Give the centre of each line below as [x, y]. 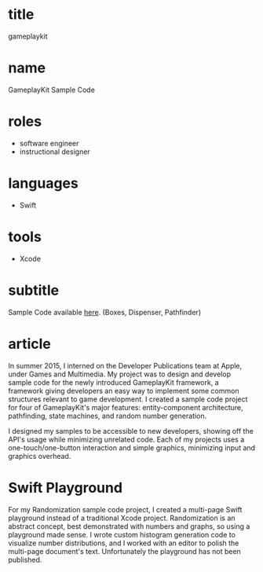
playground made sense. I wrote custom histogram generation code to [122, 534]
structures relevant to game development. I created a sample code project [128, 399]
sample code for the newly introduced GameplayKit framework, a [113, 382]
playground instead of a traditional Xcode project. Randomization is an [122, 518]
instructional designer [55, 152]
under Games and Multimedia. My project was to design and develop [120, 374]
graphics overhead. [40, 456]
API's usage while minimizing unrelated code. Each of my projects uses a [126, 439]
